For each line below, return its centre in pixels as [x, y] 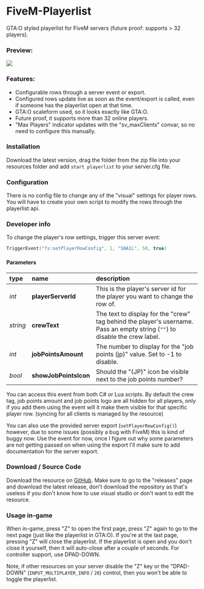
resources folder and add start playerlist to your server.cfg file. [89, 166]
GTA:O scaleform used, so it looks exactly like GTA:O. [82, 111]
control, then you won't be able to [145, 573]
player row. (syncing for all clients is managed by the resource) [85, 413]
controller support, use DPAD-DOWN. [53, 554]
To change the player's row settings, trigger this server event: [83, 237]
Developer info [29, 225]
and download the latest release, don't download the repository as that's [97, 486]
